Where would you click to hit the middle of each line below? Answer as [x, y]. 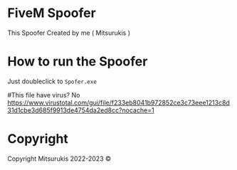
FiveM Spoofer [52, 13]
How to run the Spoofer [78, 62]
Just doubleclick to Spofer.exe [52, 81]
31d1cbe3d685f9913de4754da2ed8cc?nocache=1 [81, 110]
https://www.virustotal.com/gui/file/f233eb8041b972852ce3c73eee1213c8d [118, 102]
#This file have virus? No [44, 95]
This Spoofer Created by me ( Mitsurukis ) [69, 33]
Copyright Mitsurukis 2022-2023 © [59, 159]
